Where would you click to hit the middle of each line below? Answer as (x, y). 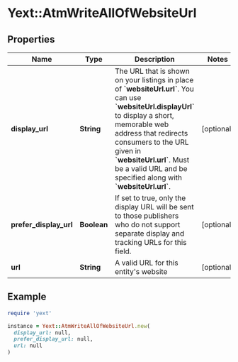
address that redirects (151, 133)
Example (27, 297)
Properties (31, 39)
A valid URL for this (146, 263)
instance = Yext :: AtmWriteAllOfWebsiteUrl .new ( (79, 326)
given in (128, 151)
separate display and (149, 234)
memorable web (141, 124)
